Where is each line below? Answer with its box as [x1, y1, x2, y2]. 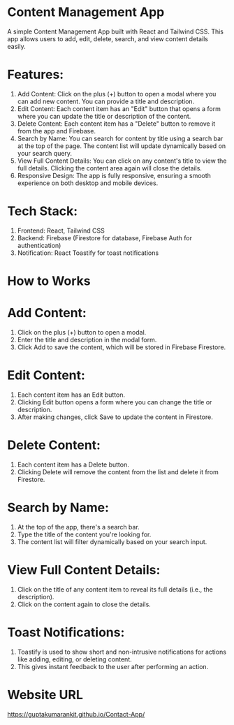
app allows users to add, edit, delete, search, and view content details [7, 34, 208, 43]
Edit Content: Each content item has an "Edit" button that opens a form [17, 104, 221, 112]
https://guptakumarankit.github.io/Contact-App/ [7, 710, 145, 718]
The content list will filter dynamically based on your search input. [17, 537, 207, 545]
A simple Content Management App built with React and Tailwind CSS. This [7, 27, 224, 36]
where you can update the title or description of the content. [17, 112, 191, 120]
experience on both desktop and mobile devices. [17, 179, 159, 187]
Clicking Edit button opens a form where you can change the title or [17, 397, 212, 406]
